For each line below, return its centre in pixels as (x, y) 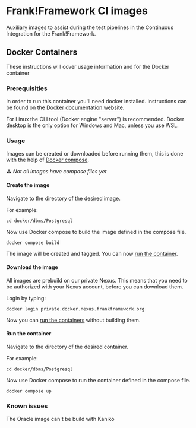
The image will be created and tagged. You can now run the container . (92, 253)
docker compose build (33, 242)
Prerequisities (27, 88)
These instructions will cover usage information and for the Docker (88, 66)
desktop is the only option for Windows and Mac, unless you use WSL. (93, 125)
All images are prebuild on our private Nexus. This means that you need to (97, 280)
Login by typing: (26, 298)
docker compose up (29, 391)
